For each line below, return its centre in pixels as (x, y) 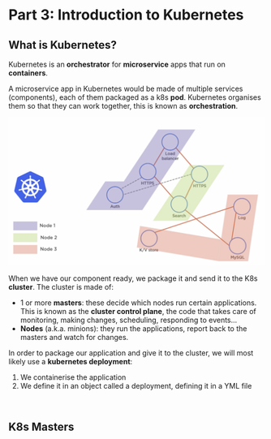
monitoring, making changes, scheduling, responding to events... (129, 320)
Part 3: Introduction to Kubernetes (126, 15)
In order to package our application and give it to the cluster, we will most (131, 353)
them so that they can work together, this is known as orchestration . (123, 106)
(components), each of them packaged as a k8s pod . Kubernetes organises (135, 97)
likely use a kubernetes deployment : (71, 361)
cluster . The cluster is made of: (61, 286)
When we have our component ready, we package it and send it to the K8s (133, 278)
